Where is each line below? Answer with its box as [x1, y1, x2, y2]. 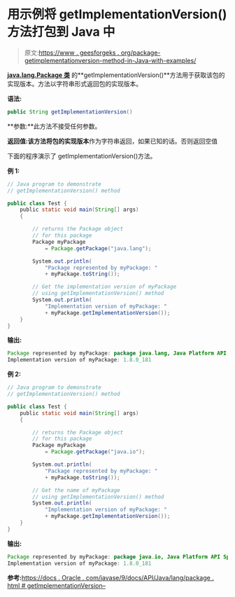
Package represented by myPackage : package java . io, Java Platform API [7, 553, 220, 561]
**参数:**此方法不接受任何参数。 [7, 122, 101, 130]
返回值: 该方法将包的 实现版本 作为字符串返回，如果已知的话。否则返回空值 [7, 137, 218, 145]
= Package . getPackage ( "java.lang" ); [44, 245, 152, 252]
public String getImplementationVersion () [7, 108, 133, 116]
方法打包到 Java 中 [7, 24, 115, 40]
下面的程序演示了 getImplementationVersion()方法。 [7, 151, 157, 160]
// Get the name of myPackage [32, 486, 120, 494]
